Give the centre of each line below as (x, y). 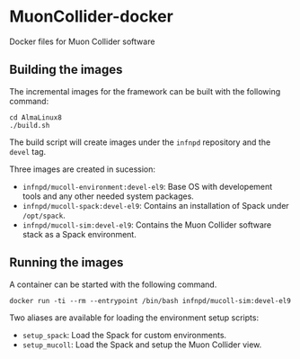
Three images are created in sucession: (82, 169)
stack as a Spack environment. (79, 234)
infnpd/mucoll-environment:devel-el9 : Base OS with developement (147, 186)
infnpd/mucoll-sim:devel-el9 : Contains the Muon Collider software (147, 224)
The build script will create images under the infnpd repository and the (140, 142)
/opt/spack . (44, 215)
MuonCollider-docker (91, 17)
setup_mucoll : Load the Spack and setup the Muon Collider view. (142, 345)
